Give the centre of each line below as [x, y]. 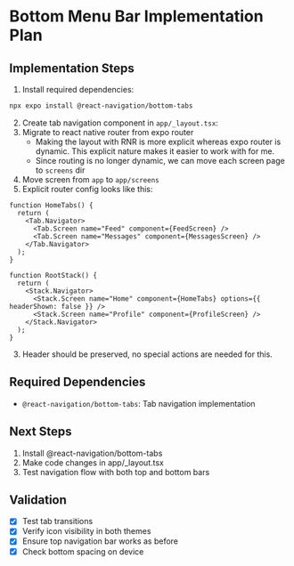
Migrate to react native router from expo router [108, 132]
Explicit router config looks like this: [87, 189]
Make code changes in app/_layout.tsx [93, 462]
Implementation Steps [72, 68]
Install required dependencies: [78, 89]
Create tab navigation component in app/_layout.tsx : [120, 123]
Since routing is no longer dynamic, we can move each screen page [160, 160]
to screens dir [60, 170]
